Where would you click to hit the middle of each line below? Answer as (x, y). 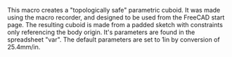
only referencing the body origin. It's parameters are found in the (101, 32)
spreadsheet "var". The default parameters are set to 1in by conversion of (114, 40)
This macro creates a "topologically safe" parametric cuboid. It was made (114, 10)
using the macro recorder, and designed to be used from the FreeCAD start (116, 17)
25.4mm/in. (24, 47)
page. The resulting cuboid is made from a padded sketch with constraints (115, 25)
